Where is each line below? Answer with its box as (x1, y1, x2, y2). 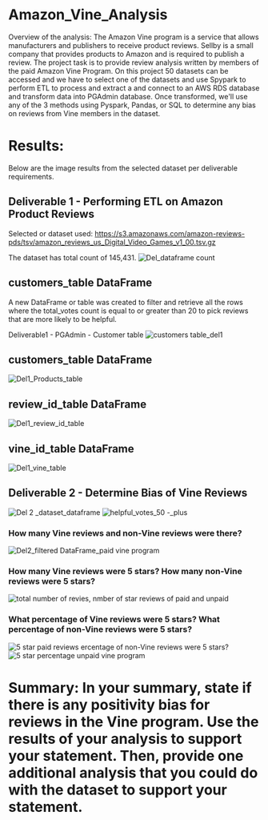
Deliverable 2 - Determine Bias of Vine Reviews (8, 486, 248, 500)
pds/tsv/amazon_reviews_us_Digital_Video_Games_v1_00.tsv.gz (8, 237, 216, 247)
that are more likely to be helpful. (8, 314, 118, 324)
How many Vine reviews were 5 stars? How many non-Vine (8, 565, 242, 577)
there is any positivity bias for (8, 695, 210, 713)
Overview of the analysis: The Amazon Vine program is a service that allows (8, 32, 259, 42)
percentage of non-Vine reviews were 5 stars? (8, 624, 193, 635)
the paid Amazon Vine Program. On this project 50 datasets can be (8, 66, 229, 75)
